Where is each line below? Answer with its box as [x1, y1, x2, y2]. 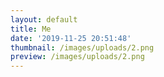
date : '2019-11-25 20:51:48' [10, 33, 132, 43]
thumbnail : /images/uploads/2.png [10, 42, 155, 53]
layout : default [10, 14, 78, 25]
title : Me [10, 24, 52, 34]
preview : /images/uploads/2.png [10, 52, 145, 62]
